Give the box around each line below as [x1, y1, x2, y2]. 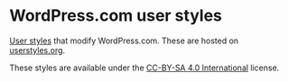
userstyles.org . [9, 44, 66, 55]
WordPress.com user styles [9, 5, 223, 26]
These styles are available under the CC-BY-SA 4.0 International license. [9, 62, 280, 73]
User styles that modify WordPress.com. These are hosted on [9, 35, 239, 46]
